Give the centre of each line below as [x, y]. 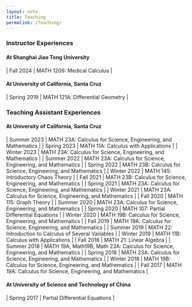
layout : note [22, 12]
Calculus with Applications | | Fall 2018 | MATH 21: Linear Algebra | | [88, 240]
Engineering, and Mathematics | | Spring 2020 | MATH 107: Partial [86, 208]
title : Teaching [26, 17]
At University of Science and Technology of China [68, 285]
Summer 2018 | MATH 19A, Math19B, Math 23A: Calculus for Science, [90, 246]
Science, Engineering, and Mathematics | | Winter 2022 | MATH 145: [89, 171]
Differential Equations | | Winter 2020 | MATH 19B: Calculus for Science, [93, 215]
